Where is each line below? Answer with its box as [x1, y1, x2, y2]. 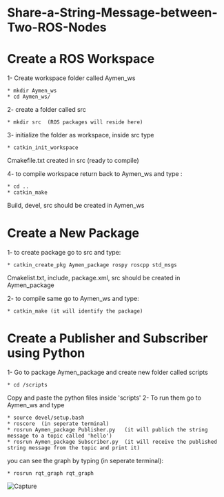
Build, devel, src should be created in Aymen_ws [7, 202, 145, 210]
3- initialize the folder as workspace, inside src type [7, 131, 154, 139]
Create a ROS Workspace [7, 51, 155, 67]
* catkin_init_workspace [7, 144, 79, 151]
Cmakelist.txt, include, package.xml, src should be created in [7, 274, 181, 282]
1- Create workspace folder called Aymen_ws [7, 74, 136, 82]
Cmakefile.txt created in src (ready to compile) [7, 157, 139, 165]
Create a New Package [7, 226, 140, 241]
